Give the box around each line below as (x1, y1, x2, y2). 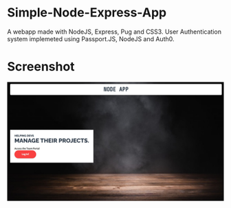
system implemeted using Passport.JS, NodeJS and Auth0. (7, 34, 175, 43)
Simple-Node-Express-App (7, 5, 167, 21)
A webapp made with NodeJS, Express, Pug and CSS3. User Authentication (7, 27, 222, 36)
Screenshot (7, 59, 75, 75)
